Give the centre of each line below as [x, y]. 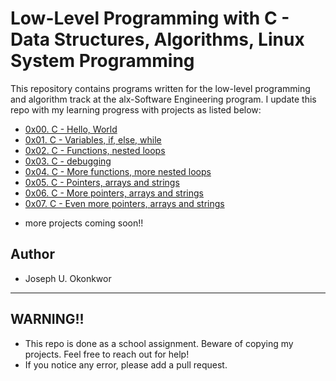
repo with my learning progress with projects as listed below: [136, 109]
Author [32, 254]
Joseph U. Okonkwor [68, 278]
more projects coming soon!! [84, 223]
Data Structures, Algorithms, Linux [157, 39]
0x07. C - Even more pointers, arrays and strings [124, 203]
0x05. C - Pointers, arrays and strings [102, 182]
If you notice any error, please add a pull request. [126, 364]
